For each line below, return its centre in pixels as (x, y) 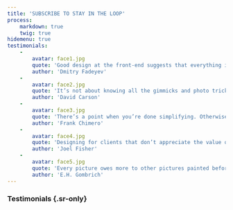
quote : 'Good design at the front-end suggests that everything (127, 65)
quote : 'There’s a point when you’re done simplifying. (114, 116)
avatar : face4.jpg (59, 136)
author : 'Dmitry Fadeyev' (70, 71)
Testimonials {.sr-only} (47, 199)
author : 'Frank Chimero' (68, 123)
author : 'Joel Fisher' (65, 149)
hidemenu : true (29, 40)
